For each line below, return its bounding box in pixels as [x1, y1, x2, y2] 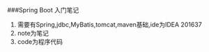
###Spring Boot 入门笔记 [7, 6, 79, 14]
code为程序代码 [17, 38, 63, 46]
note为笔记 [17, 29, 49, 37]
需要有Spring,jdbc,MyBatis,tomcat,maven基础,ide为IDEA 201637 [17, 21, 202, 29]
